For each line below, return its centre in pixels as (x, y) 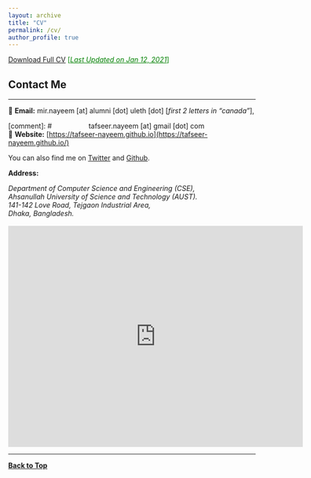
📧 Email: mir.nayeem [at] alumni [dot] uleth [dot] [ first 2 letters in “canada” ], (132, 111)
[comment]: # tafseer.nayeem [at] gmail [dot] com (106, 126)
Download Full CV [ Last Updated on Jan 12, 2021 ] (89, 60)
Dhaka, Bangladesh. (41, 214)
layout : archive (35, 15)
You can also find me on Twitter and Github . (79, 158)
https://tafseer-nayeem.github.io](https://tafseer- (128, 134)
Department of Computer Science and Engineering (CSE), (102, 189)
